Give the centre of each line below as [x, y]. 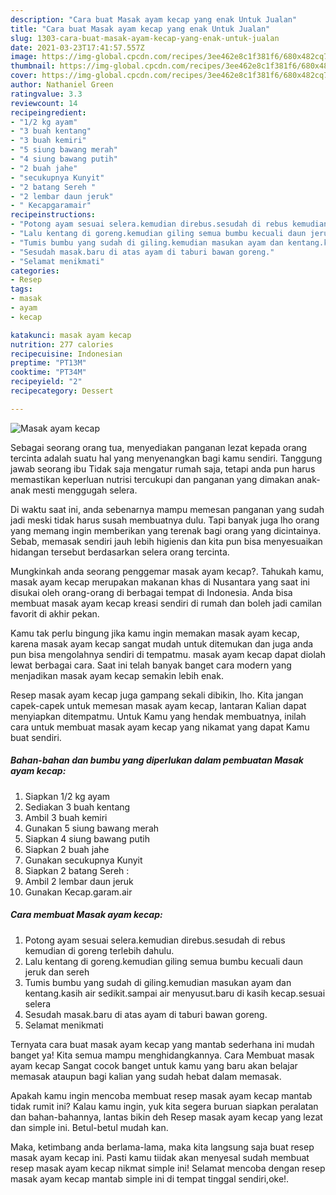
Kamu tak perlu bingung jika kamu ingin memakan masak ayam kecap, [155, 633]
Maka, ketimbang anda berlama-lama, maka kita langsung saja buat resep [162, 1147]
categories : [35, 271]
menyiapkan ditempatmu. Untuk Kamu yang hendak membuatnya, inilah [158, 716]
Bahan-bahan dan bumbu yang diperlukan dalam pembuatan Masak [157, 760]
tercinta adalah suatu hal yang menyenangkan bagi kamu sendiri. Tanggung [166, 458]
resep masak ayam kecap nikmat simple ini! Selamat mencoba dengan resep [168, 1168]
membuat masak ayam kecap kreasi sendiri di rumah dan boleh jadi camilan [166, 603]
